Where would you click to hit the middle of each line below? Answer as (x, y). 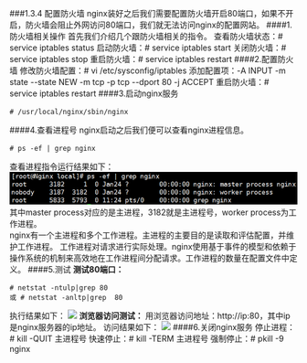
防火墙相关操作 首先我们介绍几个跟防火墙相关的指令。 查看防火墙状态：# (146, 36)
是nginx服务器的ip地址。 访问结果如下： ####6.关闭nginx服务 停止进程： (152, 326)
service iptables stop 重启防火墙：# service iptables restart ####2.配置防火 (152, 59)
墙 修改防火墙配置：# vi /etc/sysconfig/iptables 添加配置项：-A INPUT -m (148, 70)
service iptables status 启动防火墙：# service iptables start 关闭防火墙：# (148, 48)
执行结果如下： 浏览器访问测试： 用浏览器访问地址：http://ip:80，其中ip (150, 315)
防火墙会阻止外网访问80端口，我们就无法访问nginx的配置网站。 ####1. (159, 25)
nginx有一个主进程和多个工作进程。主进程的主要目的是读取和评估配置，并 (148, 235)
